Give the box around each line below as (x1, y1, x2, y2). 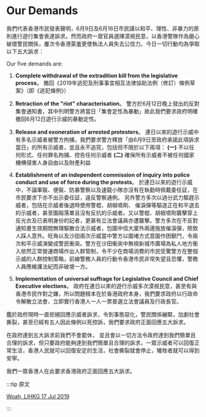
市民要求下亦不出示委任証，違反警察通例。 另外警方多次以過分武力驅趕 (15, 194, 194, 201)
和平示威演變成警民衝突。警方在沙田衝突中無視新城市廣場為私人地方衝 (20, 240, 198, 247)
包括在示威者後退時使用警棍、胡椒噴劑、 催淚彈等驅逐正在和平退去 (31, 201, 200, 208)
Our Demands (6, 4, 78, 18)
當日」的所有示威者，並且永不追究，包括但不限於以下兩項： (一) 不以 (15, 143, 189, 151)
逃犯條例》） (39, 86, 69, 94)
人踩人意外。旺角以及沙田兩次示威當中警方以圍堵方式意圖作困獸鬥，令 (15, 232, 193, 239)
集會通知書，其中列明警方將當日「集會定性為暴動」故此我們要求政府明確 (15, 107, 198, 115)
